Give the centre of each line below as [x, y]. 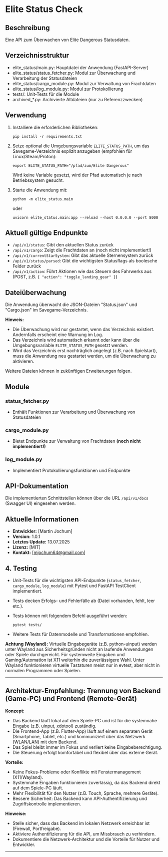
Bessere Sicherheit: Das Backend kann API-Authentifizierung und [80, 798]
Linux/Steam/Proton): [34, 156]
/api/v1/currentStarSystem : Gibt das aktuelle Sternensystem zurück [83, 255]
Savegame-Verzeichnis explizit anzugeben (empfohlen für [72, 151]
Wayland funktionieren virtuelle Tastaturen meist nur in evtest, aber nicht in [82, 665]
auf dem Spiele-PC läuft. [38, 788]
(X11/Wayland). [28, 777]
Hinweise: [16, 813]
